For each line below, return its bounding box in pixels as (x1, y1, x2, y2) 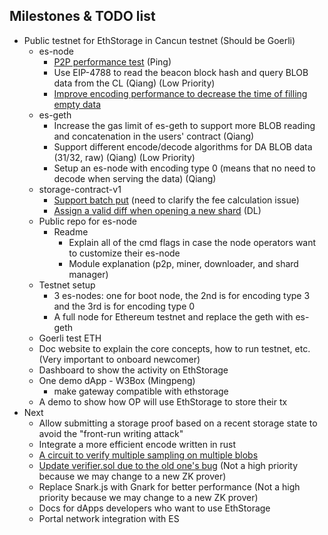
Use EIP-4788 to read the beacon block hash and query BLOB (53, 66, 309, 78)
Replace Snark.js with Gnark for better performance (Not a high (38, 480, 301, 493)
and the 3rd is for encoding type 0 (53, 300, 196, 312)
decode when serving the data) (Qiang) (53, 172, 217, 184)
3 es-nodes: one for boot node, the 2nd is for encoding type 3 (53, 289, 311, 301)
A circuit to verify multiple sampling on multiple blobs (38, 449, 259, 461)
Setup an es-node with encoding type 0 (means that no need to (53, 162, 316, 174)
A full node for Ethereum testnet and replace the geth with (53, 310, 294, 323)
